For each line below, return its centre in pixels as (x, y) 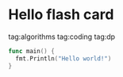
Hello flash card (61, 15)
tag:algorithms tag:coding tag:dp (62, 37)
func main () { (32, 51)
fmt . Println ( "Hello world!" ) (63, 58)
